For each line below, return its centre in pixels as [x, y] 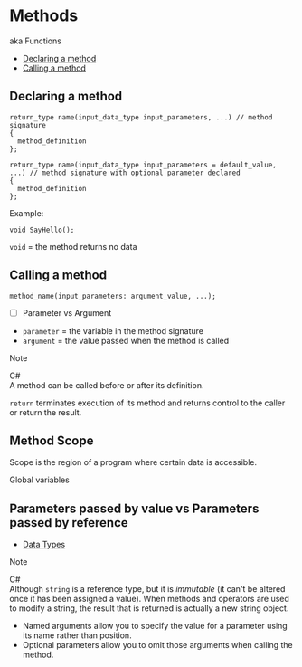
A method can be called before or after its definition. [107, 385]
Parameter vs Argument [66, 312]
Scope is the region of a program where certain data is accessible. [133, 462]
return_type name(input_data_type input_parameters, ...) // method [141, 117]
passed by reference [69, 523]
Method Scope [52, 441]
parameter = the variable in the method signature [113, 330]
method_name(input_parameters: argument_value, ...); [113, 296]
